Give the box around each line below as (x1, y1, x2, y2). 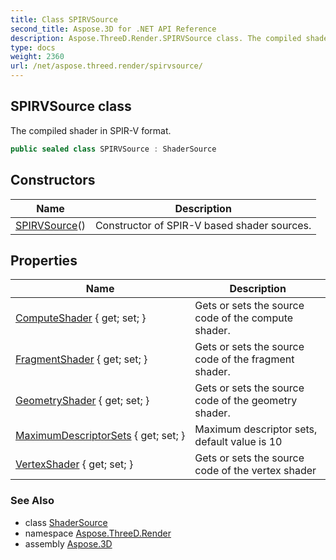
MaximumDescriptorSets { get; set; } (15, 429, 186, 443)
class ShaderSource (24, 516, 108, 528)
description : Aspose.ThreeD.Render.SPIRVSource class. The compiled (10, 33, 302, 43)
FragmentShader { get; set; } (15, 352, 148, 366)
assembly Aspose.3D (24, 537, 113, 550)
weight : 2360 (10, 52, 65, 62)
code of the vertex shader (194, 464, 317, 478)
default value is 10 (194, 435, 283, 449)
